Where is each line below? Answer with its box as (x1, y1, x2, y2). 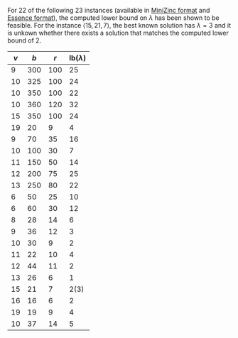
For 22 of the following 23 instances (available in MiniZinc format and (7, 6, 210, 14)
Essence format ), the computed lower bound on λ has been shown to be (7, 13, 220, 22)
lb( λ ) (69, 53, 87, 62)
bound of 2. (7, 36, 42, 45)
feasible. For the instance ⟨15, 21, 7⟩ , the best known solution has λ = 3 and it (7, 21, 232, 29)
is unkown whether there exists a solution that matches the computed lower (7, 28, 229, 37)
